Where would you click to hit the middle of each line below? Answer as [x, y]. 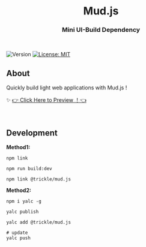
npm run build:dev [29, 169]
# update [17, 233]
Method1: [18, 147]
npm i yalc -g [24, 201]
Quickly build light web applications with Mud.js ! [67, 88]
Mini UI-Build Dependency [101, 30]
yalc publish [23, 212]
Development [32, 133]
